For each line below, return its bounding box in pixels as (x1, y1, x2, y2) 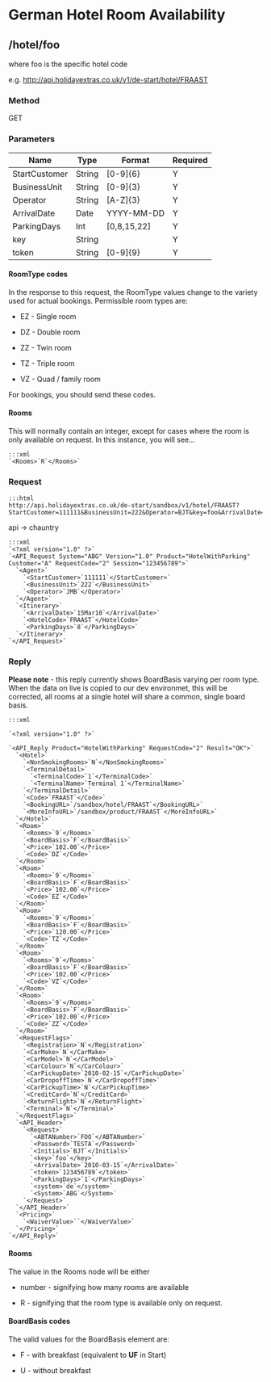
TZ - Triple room (19, 358, 75, 368)
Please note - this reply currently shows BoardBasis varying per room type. (8, 674, 260, 684)
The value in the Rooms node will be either (8, 1266, 151, 1276)
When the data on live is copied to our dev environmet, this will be (8, 683, 228, 692)
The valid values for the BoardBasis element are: (8, 1334, 169, 1344)
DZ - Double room (19, 327, 81, 337)
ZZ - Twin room (19, 342, 73, 352)
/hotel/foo (8, 38, 60, 52)
